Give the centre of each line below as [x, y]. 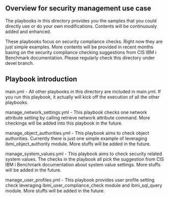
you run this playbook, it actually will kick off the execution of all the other [82, 97]
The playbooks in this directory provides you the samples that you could [81, 20]
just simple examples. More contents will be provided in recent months [79, 47]
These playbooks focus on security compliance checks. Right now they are [84, 41]
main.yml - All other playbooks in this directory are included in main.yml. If [83, 91]
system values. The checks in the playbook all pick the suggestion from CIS [85, 159]
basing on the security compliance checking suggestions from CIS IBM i [81, 52]
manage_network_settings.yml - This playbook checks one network [76, 112]
